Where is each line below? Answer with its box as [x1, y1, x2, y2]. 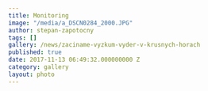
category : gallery [8, 63, 69, 71]
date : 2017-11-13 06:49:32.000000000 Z [8, 56, 141, 64]
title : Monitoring [8, 11, 69, 20]
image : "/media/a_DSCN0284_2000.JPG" [8, 19, 133, 27]
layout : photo [8, 70, 56, 78]
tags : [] [8, 33, 37, 42]
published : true [8, 48, 62, 56]
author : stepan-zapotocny [8, 26, 94, 34]
